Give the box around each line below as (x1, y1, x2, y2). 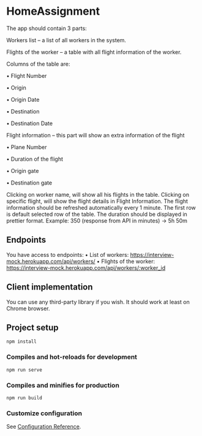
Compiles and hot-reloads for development (6, 353, 138, 361)
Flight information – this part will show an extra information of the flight (6, 131, 185, 139)
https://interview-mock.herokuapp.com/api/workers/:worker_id (6, 264, 166, 271)
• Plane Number (6, 143, 47, 151)
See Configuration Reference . (6, 423, 81, 430)
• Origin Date (6, 96, 40, 103)
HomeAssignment (6, 4, 100, 18)
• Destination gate (6, 179, 53, 186)
